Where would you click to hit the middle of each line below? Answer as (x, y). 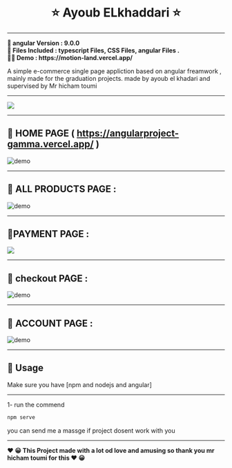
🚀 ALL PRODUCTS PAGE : (62, 189)
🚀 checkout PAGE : (48, 278)
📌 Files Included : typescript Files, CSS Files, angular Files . (93, 50)
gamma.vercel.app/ (51, 144)
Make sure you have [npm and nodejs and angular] (79, 384)
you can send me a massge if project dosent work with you (91, 430)
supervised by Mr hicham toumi (52, 86)
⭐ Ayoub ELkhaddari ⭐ (116, 13)
